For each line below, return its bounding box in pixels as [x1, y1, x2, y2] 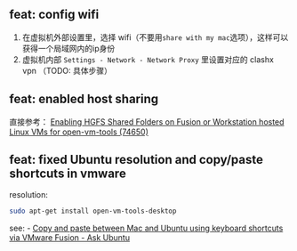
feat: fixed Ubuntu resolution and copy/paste [9, 152, 264, 167]
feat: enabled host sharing [9, 92, 158, 107]
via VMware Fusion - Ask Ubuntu [9, 232, 131, 243]
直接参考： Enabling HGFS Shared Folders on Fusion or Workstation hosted [9, 116, 285, 127]
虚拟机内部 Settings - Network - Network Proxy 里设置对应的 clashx [21, 53, 274, 65]
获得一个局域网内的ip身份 [21, 43, 116, 53]
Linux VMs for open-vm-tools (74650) [9, 126, 148, 137]
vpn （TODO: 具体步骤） [21, 65, 113, 76]
